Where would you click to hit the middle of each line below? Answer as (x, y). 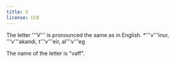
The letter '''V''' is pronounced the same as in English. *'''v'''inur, (88, 35)
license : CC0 (23, 18)
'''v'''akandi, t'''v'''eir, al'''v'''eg (46, 41)
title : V (17, 12)
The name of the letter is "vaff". (46, 53)
